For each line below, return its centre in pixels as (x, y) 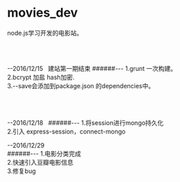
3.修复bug (21, 171)
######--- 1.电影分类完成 (44, 154)
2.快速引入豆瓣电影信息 (40, 162)
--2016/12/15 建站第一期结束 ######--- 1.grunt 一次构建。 (92, 68)
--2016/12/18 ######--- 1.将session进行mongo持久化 (85, 122)
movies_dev (43, 13)
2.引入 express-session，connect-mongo (66, 131)
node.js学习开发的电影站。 (45, 33)
